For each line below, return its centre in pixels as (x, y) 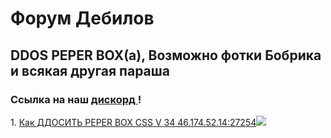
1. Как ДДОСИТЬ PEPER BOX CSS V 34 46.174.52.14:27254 (133, 122)
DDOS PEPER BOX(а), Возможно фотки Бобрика (166, 55)
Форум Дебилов (82, 18)
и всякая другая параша (90, 70)
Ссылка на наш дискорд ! (76, 99)
